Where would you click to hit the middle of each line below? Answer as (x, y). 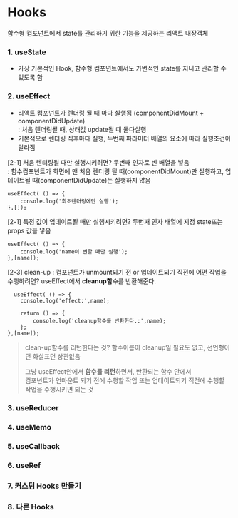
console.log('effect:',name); (65, 300)
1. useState (27, 52)
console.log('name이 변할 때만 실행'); (74, 252)
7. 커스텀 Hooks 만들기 (45, 486)
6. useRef (24, 466)
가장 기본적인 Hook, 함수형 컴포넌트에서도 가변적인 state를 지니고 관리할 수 (122, 68)
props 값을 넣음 (29, 230)
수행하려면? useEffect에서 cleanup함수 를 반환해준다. (82, 281)
